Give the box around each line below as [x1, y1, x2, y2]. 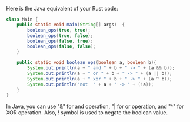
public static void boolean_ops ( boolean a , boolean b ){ [16, 60, 157, 66]
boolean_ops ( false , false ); [27, 43, 96, 49]
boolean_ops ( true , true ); [27, 27, 91, 33]
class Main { [6, 16, 38, 22]
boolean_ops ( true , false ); [27, 32, 94, 39]
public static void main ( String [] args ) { [16, 22, 125, 28]
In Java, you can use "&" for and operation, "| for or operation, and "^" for [6, 103, 184, 110]
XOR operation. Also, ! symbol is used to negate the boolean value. [6, 109, 168, 116]
